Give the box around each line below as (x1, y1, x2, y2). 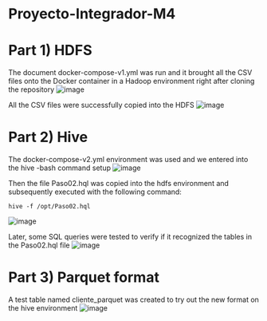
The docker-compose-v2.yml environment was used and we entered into (8, 155, 249, 164)
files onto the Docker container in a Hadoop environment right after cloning (8, 77, 255, 86)
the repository (8, 85, 55, 94)
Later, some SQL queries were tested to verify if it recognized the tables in (8, 232, 253, 242)
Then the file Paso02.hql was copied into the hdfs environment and (8, 179, 230, 188)
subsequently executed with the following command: (8, 187, 182, 196)
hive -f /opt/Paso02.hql (8, 203, 91, 211)
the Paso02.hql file (8, 240, 70, 250)
